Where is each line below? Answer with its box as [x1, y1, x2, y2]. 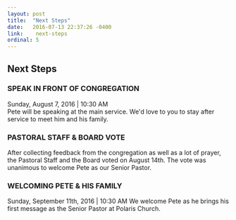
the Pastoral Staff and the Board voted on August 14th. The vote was [7, 156, 206, 164]
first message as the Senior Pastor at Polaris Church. [7, 204, 161, 213]
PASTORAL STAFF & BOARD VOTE [7, 132, 125, 142]
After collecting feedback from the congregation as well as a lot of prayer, [7, 149, 222, 157]
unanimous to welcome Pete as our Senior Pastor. [7, 164, 152, 172]
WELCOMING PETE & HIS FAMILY [7, 181, 123, 191]
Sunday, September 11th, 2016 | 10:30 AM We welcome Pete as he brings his [7, 197, 229, 205]
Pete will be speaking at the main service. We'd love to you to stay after [7, 107, 215, 116]
